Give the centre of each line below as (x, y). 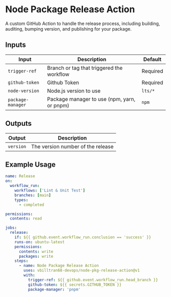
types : (21, 200)
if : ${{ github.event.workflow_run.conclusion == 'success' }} (83, 237)
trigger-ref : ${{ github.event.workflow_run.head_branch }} (93, 280)
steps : (21, 261)
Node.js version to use (74, 91)
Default (152, 59)
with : (30, 275)
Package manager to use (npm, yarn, (91, 99)
